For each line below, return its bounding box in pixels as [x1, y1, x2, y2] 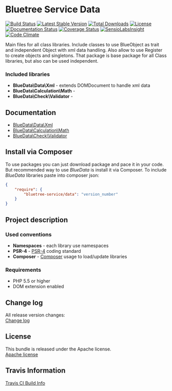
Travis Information [5, 366, 66, 375]
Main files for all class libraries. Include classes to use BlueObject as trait [5, 41, 159, 47]
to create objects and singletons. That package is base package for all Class [5, 52, 167, 59]
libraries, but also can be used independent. [5, 58, 99, 64]
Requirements [5, 266, 42, 273]
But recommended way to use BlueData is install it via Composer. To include [5, 166, 167, 173]
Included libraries [5, 70, 50, 78]
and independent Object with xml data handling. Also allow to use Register [5, 47, 163, 53]
